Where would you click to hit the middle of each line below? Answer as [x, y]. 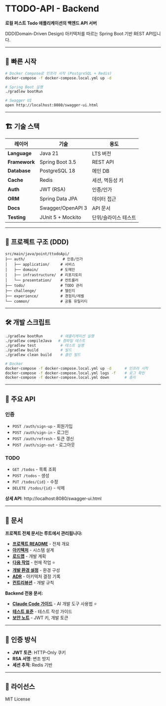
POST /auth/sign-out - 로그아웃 [43, 445]
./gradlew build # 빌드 [39, 350]
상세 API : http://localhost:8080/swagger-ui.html [53, 499]
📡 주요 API [20, 399]
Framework [21, 162]
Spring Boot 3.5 [58, 162]
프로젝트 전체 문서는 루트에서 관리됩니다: [44, 533]
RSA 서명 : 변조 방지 [31, 658]
